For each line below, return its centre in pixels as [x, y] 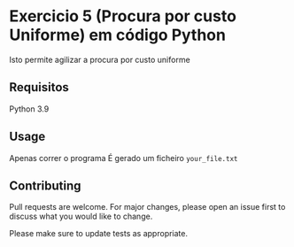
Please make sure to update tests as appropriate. [99, 234]
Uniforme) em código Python [117, 35]
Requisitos [39, 87]
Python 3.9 [29, 109]
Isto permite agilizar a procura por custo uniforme [100, 59]
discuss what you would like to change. [81, 216]
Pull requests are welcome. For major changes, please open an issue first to [147, 207]
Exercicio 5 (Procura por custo [123, 16]
